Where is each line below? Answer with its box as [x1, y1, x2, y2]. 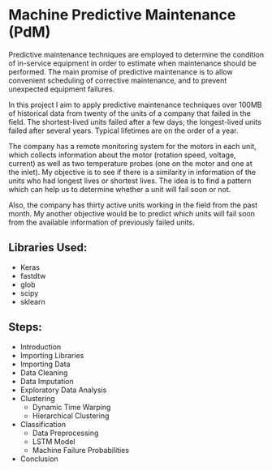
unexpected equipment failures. [8, 83, 115, 94]
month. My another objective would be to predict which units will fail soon [8, 208, 256, 218]
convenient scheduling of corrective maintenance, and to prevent [8, 75, 227, 85]
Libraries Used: [8, 241, 88, 254]
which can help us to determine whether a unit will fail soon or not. [8, 184, 231, 194]
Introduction [19, 342, 62, 352]
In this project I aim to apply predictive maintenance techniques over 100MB [8, 100, 262, 109]
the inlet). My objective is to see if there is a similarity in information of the [8, 167, 257, 177]
